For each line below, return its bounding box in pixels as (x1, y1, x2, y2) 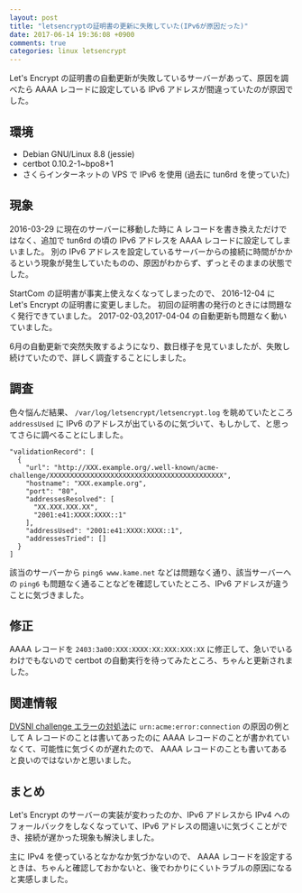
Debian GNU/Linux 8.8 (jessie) (22, 148, 135, 159)
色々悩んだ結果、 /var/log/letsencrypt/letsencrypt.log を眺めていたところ (9, 407, 294, 418)
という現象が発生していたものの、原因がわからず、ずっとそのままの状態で (16, 257, 293, 268)
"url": (25, 463, 50, 472)
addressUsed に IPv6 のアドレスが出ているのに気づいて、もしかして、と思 (9, 418, 281, 428)
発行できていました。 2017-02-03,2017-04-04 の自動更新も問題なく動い (16, 310, 287, 321)
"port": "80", (25, 486, 78, 496)
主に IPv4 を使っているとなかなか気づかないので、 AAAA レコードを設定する (9, 852, 293, 861)
